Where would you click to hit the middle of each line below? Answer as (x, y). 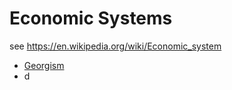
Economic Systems (91, 18)
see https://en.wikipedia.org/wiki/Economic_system (115, 46)
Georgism (44, 65)
